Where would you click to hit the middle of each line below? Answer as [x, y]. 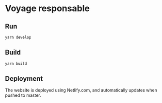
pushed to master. [23, 95]
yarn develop [18, 37]
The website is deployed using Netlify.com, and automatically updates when [81, 90]
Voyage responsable [47, 8]
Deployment [24, 79]
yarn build [16, 63]
